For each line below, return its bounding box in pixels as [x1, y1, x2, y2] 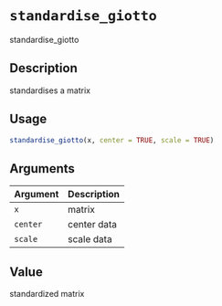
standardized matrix [9, 289, 85, 300]
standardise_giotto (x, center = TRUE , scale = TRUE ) [9, 135, 215, 144]
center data [68, 218, 117, 231]
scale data [68, 233, 112, 246]
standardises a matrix [9, 85, 91, 96]
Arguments [9, 161, 76, 176]
